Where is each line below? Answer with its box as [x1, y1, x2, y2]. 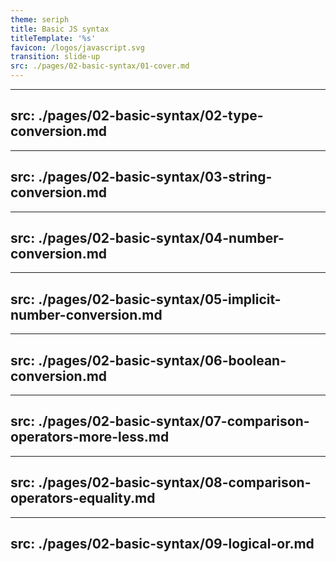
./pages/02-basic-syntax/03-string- [38, 169, 273, 186]
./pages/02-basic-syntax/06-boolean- [38, 352, 287, 369]
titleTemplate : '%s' [10, 33, 97, 43]
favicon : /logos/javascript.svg [10, 42, 145, 53]
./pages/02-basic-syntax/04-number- [38, 230, 285, 247]
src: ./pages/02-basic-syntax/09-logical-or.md [10, 536, 315, 553]
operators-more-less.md [10, 429, 170, 446]
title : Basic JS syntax [10, 24, 110, 34]
